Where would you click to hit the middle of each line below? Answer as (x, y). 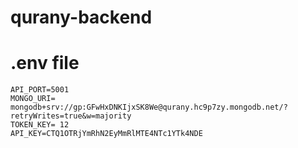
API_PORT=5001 (40, 90)
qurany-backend (81, 17)
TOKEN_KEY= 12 (40, 125)
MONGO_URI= (33, 99)
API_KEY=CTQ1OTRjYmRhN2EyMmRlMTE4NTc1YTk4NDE (106, 134)
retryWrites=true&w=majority (71, 116)
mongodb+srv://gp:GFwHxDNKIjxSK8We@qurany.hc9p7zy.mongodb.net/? (149, 107)
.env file (45, 63)
